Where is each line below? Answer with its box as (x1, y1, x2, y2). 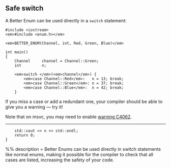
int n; (14, 63, 47, 68)
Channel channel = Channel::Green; (14, 58, 99, 63)
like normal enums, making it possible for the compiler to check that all (5, 151, 154, 157)
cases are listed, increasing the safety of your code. (5, 157, 115, 163)
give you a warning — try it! (5, 104, 63, 110)
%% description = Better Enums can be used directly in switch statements (5, 146, 161, 152)
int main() (5, 49, 28, 55)
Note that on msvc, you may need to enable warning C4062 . (5, 114, 132, 120)
